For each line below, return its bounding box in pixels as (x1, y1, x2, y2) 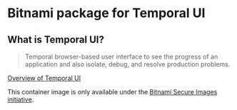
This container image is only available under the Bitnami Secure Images (7, 88, 218, 96)
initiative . (7, 95, 34, 104)
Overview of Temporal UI (7, 74, 81, 82)
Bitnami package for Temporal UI (7, 5, 206, 21)
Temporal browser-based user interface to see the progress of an (24, 52, 218, 61)
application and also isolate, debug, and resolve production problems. (24, 60, 231, 69)
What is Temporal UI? (7, 34, 105, 46)
